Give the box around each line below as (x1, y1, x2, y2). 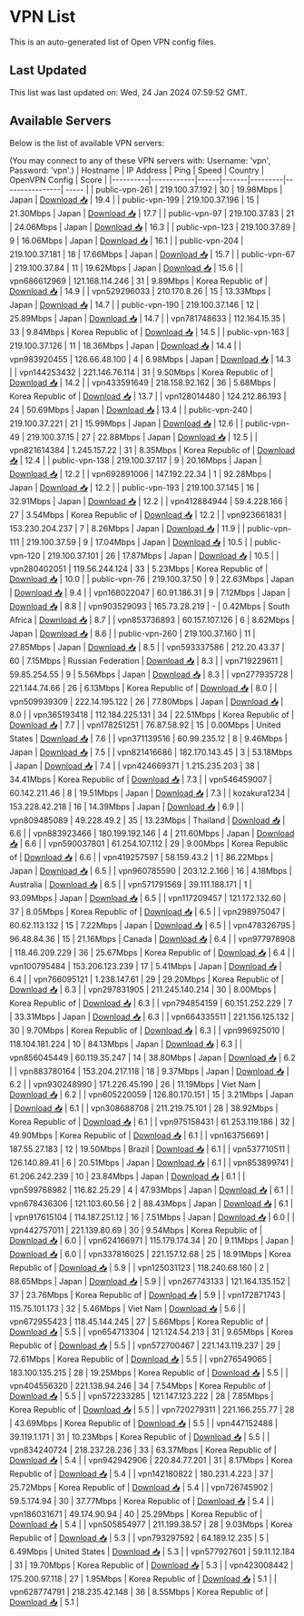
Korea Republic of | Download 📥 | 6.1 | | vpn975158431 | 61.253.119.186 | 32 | (9, 1115, 295, 1127)
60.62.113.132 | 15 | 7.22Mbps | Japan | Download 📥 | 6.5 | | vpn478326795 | (9, 919, 296, 930)
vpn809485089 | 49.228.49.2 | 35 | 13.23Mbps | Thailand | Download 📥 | (9, 815, 286, 826)
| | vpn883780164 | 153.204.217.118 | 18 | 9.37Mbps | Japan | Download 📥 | (9, 1066, 289, 1076)
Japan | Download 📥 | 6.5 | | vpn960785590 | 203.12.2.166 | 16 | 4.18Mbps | (9, 865, 292, 876)
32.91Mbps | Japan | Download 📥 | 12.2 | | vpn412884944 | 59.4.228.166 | (9, 495, 289, 506)
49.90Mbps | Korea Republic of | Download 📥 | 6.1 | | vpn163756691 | (9, 1129, 270, 1141)
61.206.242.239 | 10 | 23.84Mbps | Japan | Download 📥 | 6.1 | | (9, 1170, 246, 1182)
